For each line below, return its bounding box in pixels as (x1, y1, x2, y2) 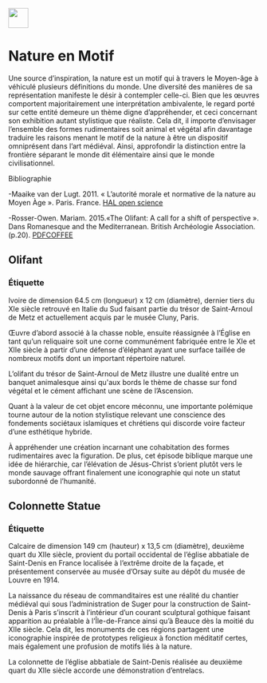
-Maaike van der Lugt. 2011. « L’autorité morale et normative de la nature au (8, 189, 257, 199)
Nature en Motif (8, 47, 115, 66)
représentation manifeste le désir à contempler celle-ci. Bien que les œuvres (8, 90, 260, 100)
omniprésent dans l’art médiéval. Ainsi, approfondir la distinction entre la (8, 141, 245, 151)
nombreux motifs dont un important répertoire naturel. (8, 353, 186, 363)
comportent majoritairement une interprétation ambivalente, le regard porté (8, 98, 255, 108)
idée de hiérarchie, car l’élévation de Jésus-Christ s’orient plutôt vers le (8, 459, 243, 469)
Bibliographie (8, 173, 52, 183)
